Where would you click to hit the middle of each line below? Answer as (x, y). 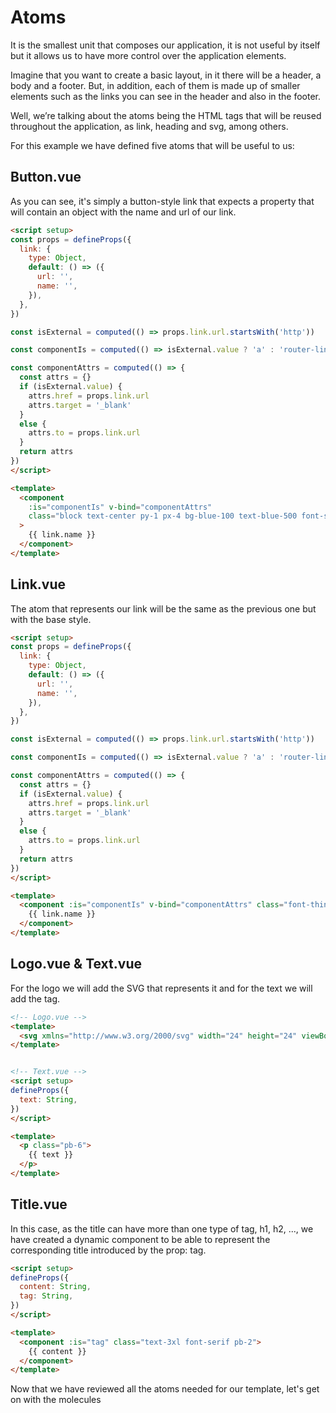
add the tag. (35, 998)
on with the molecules (56, 1400)
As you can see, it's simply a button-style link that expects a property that (162, 201)
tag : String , (46, 1296)
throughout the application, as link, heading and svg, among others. (149, 126)
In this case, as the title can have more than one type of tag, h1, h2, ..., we (162, 1228)
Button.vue (46, 177)
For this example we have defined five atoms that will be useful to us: (152, 145)
